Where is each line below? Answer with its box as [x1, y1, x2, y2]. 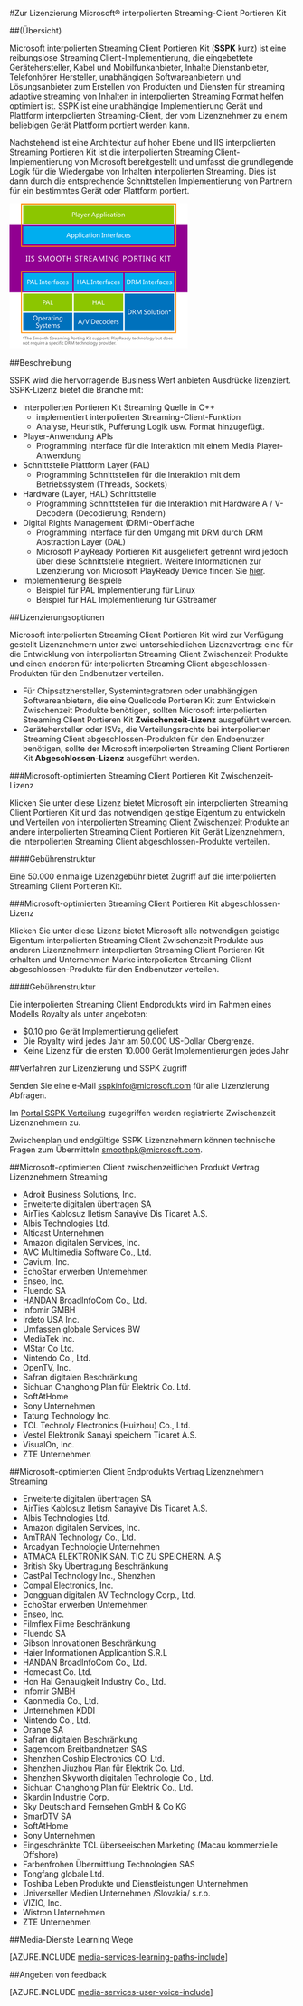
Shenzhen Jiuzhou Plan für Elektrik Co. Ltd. [22, 1762, 185, 1773]
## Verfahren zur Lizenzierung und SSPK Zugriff [9, 1063, 188, 1074]
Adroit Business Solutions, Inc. [22, 1189, 137, 1199]
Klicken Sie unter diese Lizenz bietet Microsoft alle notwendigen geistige [9, 925, 280, 936]
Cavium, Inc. [22, 1256, 70, 1266]
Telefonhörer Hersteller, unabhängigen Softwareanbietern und [9, 72, 241, 82]
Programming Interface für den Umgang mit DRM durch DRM [35, 527, 264, 538]
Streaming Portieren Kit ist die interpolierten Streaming [9, 147, 213, 158]
